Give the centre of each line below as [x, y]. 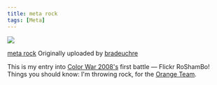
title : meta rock [33, 14]
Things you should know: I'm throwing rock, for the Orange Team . [102, 74]
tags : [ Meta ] [26, 20]
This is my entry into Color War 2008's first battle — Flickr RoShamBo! [108, 66]
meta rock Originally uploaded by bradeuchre [73, 53]
